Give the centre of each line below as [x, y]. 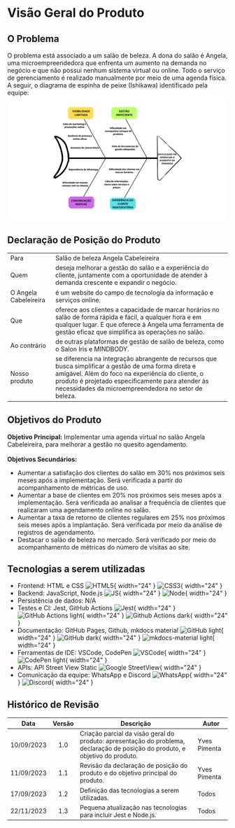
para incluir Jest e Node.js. [118, 815]
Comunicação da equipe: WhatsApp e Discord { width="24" [122, 675]
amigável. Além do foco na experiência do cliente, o [130, 374]
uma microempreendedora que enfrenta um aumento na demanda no [107, 63]
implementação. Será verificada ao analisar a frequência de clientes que [121, 503]
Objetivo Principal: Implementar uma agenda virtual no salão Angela [106, 437]
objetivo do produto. [109, 756]
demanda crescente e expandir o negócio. [116, 283]
